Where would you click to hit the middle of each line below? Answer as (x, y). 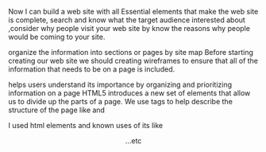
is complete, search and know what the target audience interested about (127, 20)
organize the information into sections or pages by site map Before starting (131, 52)
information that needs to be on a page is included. (92, 69)
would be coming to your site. (57, 37)
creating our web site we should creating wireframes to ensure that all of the (133, 60)
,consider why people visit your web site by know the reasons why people (129, 28)
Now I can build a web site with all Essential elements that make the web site (133, 12)
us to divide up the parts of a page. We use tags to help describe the (120, 101)
